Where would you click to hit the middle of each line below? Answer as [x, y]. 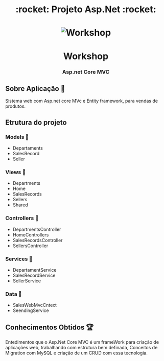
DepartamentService [34, 270]
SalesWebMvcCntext [35, 305]
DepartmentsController [37, 229]
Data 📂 [14, 294]
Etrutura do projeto [36, 122]
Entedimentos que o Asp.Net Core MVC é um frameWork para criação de [82, 342]
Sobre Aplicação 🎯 [35, 89]
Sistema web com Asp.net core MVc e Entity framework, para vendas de [82, 101]
